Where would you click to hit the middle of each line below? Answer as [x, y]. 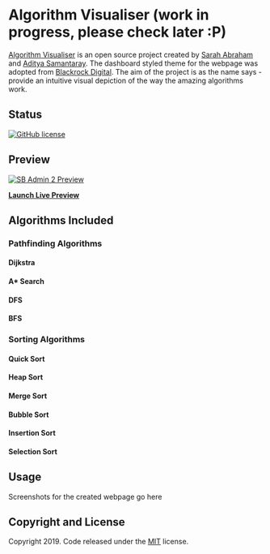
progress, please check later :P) [118, 32]
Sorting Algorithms [47, 340]
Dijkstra [22, 263]
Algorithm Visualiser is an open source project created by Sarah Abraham [131, 54]
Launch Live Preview [44, 195]
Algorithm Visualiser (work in [109, 15]
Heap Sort [26, 377]
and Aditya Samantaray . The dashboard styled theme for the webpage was [133, 63]
